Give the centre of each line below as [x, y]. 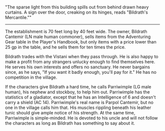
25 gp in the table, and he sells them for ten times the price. [66, 47]
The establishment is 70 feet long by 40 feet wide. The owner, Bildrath [76, 32]
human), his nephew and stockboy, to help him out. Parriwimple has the [78, 92]
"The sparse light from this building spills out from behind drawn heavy [77, 7]
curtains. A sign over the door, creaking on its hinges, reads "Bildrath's [77, 12]
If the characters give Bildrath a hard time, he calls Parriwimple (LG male [78, 87]
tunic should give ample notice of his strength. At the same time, [70, 113]
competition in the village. [31, 77]
